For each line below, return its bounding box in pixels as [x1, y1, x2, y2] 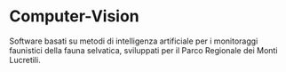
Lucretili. [9, 54, 42, 65]
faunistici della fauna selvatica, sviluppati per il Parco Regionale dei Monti [9, 44, 278, 55]
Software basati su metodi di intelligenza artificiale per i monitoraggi [9, 36, 258, 46]
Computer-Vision [9, 6, 139, 27]
